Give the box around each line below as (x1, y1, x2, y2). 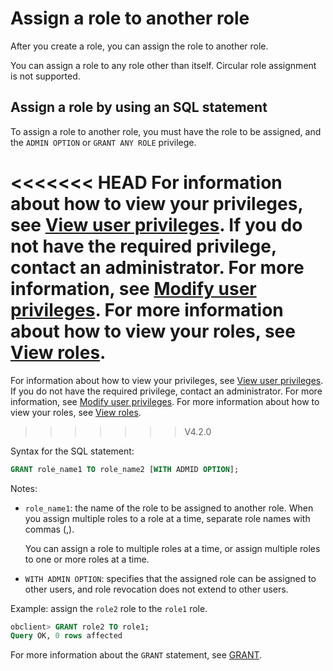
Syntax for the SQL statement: (10, 445, 135, 457)
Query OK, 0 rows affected (10, 631, 123, 641)
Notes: (10, 482, 38, 494)
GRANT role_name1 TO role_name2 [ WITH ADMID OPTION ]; (10, 464, 240, 474)
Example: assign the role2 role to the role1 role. (10, 602, 208, 614)
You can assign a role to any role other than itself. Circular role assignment (10, 59, 317, 71)
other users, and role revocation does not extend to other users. (24, 583, 289, 595)
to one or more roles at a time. (24, 553, 150, 565)
